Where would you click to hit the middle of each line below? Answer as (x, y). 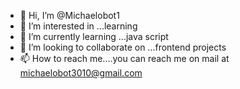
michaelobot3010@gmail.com (81, 73)
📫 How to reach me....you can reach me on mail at (124, 58)
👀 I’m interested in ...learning (78, 26)
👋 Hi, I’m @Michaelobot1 (69, 15)
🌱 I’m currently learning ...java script (94, 36)
